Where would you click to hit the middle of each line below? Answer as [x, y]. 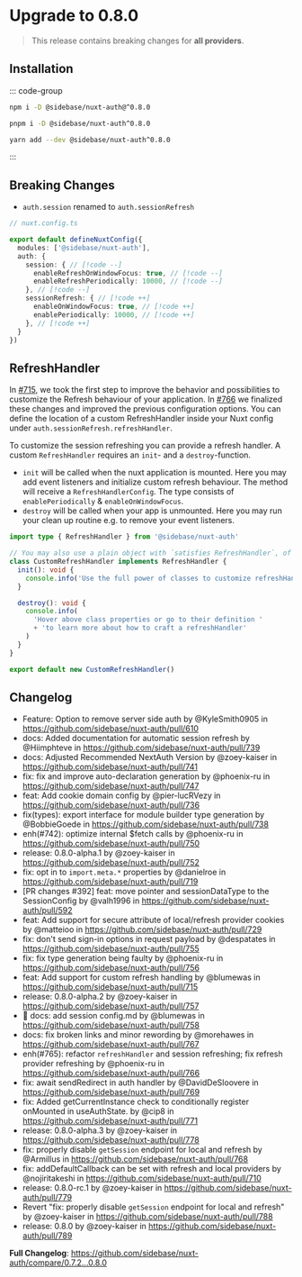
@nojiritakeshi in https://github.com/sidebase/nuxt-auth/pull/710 [142, 1178]
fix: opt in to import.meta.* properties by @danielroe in [124, 872]
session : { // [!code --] [74, 265]
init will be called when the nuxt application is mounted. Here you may [155, 473]
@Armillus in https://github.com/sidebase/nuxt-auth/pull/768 [135, 1159]
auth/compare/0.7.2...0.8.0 [58, 1263]
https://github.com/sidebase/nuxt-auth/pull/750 [111, 844]
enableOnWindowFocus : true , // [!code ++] [114, 307]
